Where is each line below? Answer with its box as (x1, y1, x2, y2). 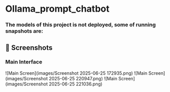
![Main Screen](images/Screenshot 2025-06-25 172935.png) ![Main (5, 70, 148, 76)
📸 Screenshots (5, 43, 53, 52)
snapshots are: (5, 27, 43, 35)
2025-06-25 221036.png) (48, 81, 103, 87)
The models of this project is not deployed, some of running (5, 21, 156, 28)
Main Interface (5, 58, 42, 66)
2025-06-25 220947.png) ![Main (48, 75, 118, 81)
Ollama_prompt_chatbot (5, 3, 109, 15)
